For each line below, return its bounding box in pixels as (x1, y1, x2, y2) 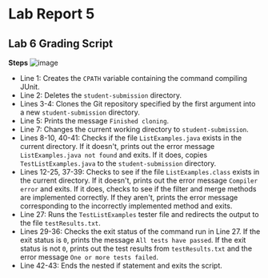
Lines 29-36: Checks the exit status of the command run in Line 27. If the (19, 227, 261, 236)
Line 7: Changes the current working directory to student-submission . (19, 125, 250, 134)
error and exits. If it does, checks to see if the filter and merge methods (19, 184, 257, 193)
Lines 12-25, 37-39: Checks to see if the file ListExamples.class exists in (19, 167, 260, 176)
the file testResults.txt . (19, 218, 102, 228)
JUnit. (19, 82, 40, 91)
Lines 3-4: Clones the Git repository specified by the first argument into (19, 99, 256, 108)
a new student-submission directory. (19, 107, 140, 117)
